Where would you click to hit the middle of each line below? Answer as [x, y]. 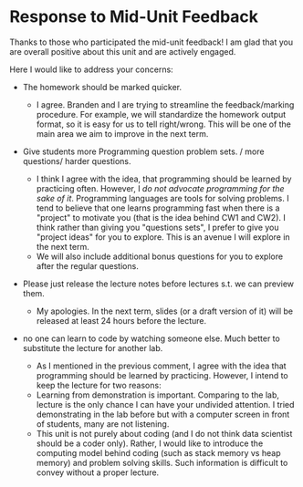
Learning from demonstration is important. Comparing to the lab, [158, 395]
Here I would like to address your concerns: [91, 69]
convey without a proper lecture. [98, 472]
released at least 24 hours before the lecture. [121, 320]
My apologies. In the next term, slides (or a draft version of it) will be [165, 311]
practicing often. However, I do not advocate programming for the [160, 188]
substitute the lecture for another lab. [93, 347]
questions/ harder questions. [77, 161]
